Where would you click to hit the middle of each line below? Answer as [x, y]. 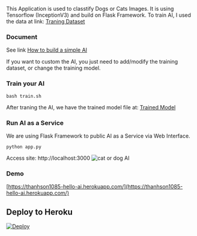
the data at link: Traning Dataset [46, 21]
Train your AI [26, 83]
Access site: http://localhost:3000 [48, 158]
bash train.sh [24, 96]
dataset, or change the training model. [53, 68]
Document [22, 37]
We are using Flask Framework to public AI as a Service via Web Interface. [98, 136]
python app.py [24, 147]
